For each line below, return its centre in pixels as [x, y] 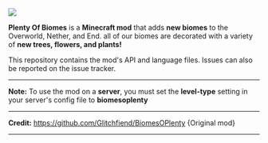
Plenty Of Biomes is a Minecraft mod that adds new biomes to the [118, 28]
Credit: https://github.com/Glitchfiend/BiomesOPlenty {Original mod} [122, 123]
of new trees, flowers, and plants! [65, 44]
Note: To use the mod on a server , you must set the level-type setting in [128, 91]
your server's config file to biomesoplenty [78, 100]
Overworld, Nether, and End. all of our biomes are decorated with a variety [131, 36]
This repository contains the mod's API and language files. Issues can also [130, 60]
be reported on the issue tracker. [62, 68]
